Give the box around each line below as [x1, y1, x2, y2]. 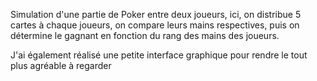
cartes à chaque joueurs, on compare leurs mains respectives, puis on [10, 19, 300, 31]
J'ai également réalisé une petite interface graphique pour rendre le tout [10, 49, 308, 61]
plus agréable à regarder [10, 60, 112, 71]
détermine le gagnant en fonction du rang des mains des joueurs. [10, 30, 280, 41]
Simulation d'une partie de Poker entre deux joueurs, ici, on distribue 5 [10, 9, 302, 20]
